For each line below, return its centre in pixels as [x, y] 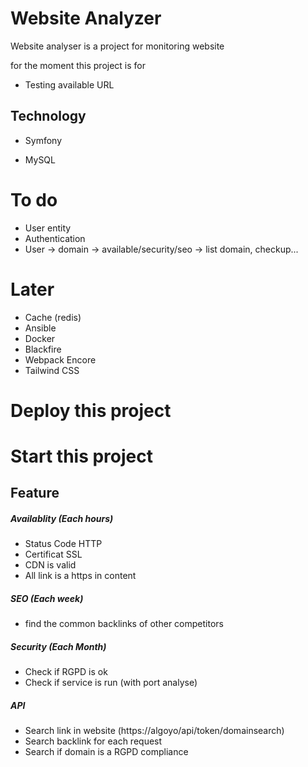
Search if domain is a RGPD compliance [106, 752]
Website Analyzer [86, 18]
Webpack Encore [60, 359]
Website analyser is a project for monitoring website [117, 46]
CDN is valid [50, 565]
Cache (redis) [53, 317]
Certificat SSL [53, 554]
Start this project [82, 456]
